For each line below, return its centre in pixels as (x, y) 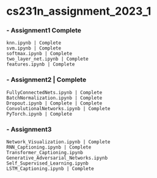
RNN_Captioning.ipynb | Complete (49, 147)
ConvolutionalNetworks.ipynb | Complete (59, 108)
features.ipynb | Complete (41, 65)
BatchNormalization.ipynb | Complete (54, 98)
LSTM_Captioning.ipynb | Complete (50, 169)
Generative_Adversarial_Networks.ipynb (57, 158)
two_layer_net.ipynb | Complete (47, 59)
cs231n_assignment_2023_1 (79, 11)
